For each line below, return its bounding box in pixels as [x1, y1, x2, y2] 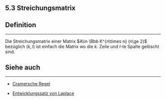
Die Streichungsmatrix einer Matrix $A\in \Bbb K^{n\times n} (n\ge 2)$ [5, 38, 147, 44]
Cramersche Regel [12, 81, 50, 87]
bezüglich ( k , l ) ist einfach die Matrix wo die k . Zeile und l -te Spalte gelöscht [5, 44, 160, 50]
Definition [5, 21, 36, 29]
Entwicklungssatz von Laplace [12, 91, 75, 97]
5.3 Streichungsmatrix [5, 4, 76, 12]
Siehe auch [5, 63, 41, 71]
